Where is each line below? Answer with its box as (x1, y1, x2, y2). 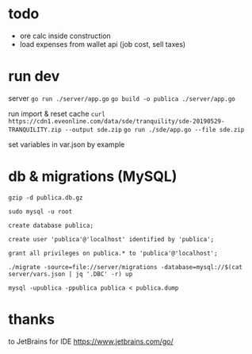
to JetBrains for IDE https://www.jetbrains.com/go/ (8, 337, 174, 346)
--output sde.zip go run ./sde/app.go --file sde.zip (64, 125, 245, 133)
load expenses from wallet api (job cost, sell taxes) (19, 39, 186, 48)
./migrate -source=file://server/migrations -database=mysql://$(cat (8, 263, 243, 271)
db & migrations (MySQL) (8, 167, 178, 186)
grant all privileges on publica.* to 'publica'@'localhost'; (8, 249, 218, 257)
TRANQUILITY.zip (8, 125, 62, 133)
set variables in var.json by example (8, 140, 125, 149)
